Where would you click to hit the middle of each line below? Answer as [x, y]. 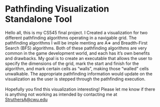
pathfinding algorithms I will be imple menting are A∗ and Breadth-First [76, 43]
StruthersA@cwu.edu [26, 99]
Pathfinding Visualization [57, 9]
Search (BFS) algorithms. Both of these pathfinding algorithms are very [76, 48]
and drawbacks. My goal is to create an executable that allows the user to [79, 58]
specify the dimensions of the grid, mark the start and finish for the [72, 63]
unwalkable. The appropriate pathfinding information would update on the [79, 74]
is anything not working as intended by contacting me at [61, 94]
